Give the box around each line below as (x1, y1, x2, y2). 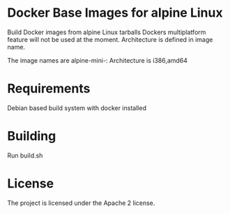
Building (7, 128, 56, 144)
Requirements (7, 81, 91, 97)
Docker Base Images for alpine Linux (7, 5, 223, 21)
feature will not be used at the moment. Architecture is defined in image (7, 35, 213, 43)
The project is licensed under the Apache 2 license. (7, 199, 155, 207)
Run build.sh (7, 151, 43, 160)
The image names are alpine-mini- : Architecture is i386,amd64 (7, 56, 188, 64)
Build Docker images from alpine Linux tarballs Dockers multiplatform (7, 28, 206, 36)
